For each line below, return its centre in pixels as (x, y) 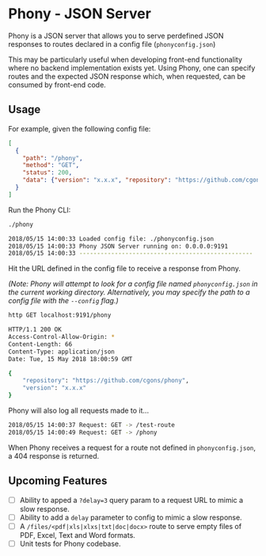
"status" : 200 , (47, 173)
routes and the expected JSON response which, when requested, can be (127, 76)
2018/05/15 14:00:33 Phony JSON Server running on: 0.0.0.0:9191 (118, 246)
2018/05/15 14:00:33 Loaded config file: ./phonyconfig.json (111, 238)
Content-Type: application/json (61, 352)
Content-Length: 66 (40, 344)
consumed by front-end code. (57, 85)
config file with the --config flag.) (63, 301)
